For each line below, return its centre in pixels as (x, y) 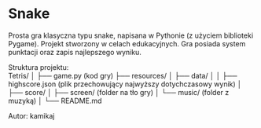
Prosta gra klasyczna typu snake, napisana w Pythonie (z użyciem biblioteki (131, 35)
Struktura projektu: (39, 67)
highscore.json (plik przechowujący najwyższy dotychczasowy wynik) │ (125, 84)
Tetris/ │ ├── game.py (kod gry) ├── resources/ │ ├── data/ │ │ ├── (123, 75)
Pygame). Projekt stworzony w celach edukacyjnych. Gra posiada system (127, 43)
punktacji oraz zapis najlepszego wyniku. (75, 52)
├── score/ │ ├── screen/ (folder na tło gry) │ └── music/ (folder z (119, 92)
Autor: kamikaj (31, 115)
